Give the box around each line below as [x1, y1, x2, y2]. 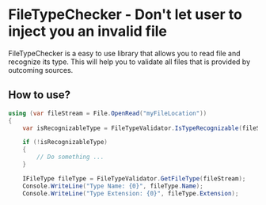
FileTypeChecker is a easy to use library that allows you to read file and [8, 48, 241, 58]
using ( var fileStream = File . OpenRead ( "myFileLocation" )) [8, 109, 207, 117]
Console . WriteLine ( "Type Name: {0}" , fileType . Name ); [22, 182, 203, 190]
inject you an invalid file [8, 22, 168, 40]
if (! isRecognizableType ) [22, 139, 108, 146]
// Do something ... [36, 153, 104, 161]
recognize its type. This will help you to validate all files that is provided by [8, 57, 251, 66]
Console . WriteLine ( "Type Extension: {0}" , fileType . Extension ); [22, 189, 239, 197]
